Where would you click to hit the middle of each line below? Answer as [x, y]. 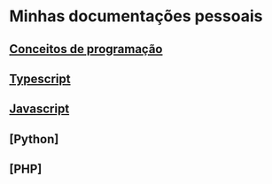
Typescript [40, 78]
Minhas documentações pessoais [136, 16]
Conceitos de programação [86, 49]
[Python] [34, 139]
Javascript [39, 109]
